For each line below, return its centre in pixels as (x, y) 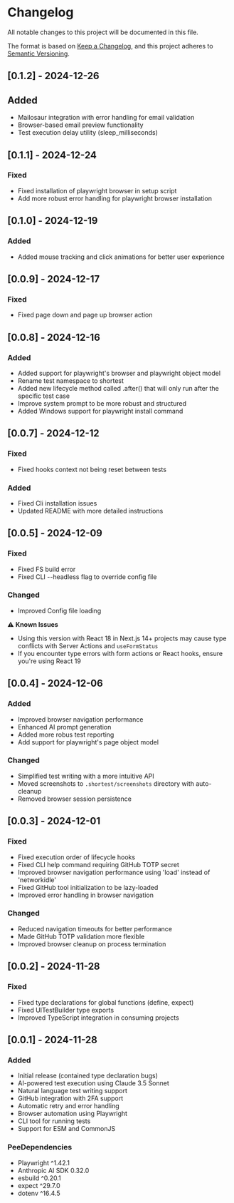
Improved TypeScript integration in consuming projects (98, 1018)
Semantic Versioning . (38, 53)
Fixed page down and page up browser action (85, 315)
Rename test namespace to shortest (71, 380)
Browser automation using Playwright (73, 1114)
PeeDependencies (40, 1147)
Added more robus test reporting (66, 734)
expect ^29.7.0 (39, 1185)
